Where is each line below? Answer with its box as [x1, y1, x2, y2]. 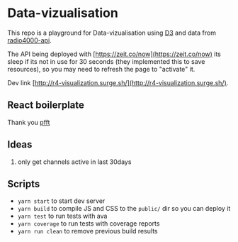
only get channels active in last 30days [17, 158, 132, 166]
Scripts [7, 177, 40, 189]
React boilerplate [7, 99, 85, 111]
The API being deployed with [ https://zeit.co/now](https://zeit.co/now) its [7, 50, 222, 58]
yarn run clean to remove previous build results [17, 227, 158, 236]
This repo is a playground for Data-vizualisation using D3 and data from [7, 28, 216, 37]
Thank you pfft [7, 118, 50, 126]
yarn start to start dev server [17, 197, 106, 205]
